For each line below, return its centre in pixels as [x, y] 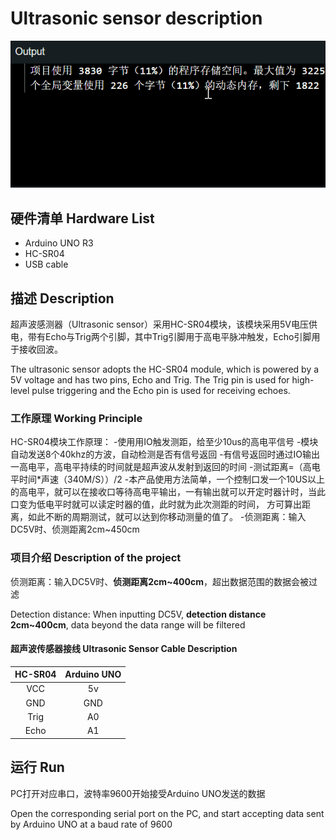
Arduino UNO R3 [59, 243]
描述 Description [62, 298]
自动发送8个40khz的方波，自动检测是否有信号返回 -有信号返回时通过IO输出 [165, 454]
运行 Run [37, 767]
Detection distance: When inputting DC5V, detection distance [138, 614]
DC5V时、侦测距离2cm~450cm [75, 529]
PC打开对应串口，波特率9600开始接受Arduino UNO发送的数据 [138, 793]
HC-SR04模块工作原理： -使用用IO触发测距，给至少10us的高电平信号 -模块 [164, 442]
